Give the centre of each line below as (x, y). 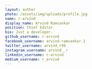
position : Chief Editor (29, 28)
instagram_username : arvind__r (37, 50)
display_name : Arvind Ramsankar (38, 23)
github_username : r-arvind (32, 37)
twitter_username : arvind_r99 (36, 46)
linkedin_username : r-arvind (34, 55)
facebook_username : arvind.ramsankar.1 (45, 41)
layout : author (20, 9)
